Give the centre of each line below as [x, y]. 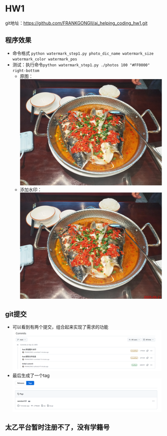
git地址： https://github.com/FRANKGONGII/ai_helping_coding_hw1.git [76, 23]
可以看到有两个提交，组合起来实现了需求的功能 [60, 327]
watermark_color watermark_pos [45, 59]
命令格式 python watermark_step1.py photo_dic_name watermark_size [83, 53]
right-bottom [26, 71]
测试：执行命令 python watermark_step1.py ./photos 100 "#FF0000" [81, 65]
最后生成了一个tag [31, 375]
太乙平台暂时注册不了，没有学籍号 [57, 427]
